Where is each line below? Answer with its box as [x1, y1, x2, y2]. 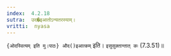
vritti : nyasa [6, 23, 50, 29]
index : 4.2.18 [6, 10, 50, 17]
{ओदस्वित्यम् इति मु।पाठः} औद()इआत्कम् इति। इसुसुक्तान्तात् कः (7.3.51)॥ [6, 42, 164, 50]
